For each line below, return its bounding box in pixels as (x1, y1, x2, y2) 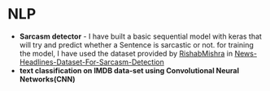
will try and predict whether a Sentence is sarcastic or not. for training (19, 39, 254, 49)
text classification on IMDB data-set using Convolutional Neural (19, 65, 239, 75)
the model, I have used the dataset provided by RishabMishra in (19, 48, 233, 58)
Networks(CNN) (19, 74, 76, 84)
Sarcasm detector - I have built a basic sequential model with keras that (19, 31, 262, 41)
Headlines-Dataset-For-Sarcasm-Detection (19, 57, 164, 67)
